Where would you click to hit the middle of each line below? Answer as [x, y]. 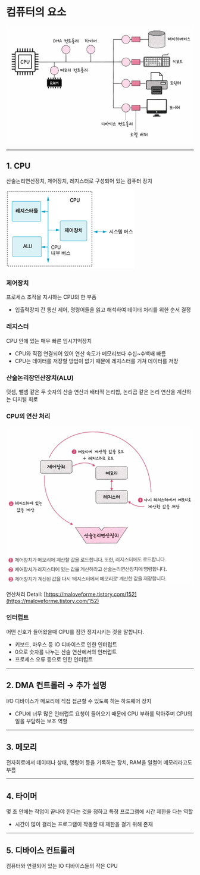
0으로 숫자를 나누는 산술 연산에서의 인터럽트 [66, 652]
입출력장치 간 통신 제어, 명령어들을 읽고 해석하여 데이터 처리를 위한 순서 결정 [103, 310]
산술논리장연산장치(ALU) [40, 377]
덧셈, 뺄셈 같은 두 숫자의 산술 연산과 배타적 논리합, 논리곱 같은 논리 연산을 [91, 392]
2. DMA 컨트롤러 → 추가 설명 [57, 685]
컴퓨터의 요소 [36, 12]
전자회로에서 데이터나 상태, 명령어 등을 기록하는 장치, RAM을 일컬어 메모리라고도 [99, 762]
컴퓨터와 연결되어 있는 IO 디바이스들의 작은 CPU [62, 865]
